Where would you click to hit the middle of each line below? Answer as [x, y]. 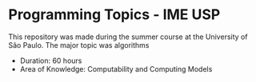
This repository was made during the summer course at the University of [128, 37]
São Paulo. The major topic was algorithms [79, 45]
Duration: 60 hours [51, 61]
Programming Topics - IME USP [114, 15]
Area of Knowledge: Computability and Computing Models [116, 68]
